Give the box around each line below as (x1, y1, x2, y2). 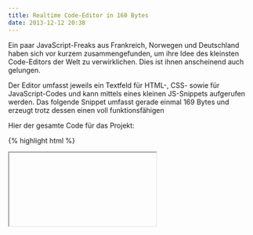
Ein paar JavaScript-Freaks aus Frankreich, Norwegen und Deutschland (8, 40, 240, 49)
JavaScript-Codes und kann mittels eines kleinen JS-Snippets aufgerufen (8, 89, 245, 98)
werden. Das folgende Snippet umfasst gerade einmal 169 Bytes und (8, 97, 230, 107)
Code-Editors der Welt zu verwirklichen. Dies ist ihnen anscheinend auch (8, 56, 244, 67)
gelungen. (8, 65, 41, 74)
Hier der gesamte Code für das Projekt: (8, 121, 135, 130)
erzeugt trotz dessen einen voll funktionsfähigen (8, 105, 164, 114)
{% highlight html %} (8, 136, 76, 145)
